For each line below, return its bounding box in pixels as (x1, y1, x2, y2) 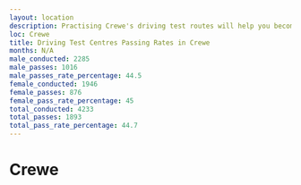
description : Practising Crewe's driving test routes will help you (9, 21, 271, 30)
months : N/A (9, 46, 54, 55)
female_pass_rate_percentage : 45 (9, 96, 134, 105)
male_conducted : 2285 (9, 55, 90, 63)
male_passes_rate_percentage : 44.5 (9, 71, 142, 80)
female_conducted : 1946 (9, 80, 99, 88)
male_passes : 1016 (9, 63, 78, 72)
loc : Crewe (9, 29, 50, 38)
